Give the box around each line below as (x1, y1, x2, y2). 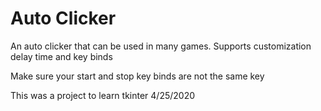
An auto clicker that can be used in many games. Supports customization (10, 40, 312, 52)
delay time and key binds (10, 50, 113, 62)
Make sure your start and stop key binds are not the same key (10, 70, 265, 82)
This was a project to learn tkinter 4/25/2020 (10, 89, 196, 101)
